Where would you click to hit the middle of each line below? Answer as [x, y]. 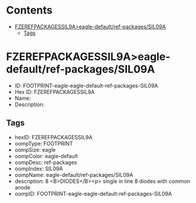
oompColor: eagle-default [46, 156]
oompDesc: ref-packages [46, 162]
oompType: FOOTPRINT [44, 143]
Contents [30, 10]
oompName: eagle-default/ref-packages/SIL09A [74, 175]
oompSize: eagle [35, 150]
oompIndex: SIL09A [39, 168]
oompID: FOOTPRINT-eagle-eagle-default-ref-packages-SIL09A [93, 194]
